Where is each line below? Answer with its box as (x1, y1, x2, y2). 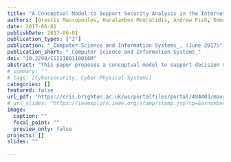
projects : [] (7, 132, 45, 139)
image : (7, 106, 26, 113)
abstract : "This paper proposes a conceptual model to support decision (7, 61, 220, 68)
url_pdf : (7, 94, 32, 101)
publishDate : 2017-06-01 (7, 29, 78, 37)
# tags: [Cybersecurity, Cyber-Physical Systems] (7, 74, 153, 81)
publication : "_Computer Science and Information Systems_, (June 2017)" (7, 42, 223, 49)
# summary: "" (7, 68, 48, 74)
